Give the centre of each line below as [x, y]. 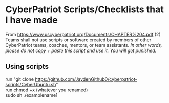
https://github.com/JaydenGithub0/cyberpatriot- [86, 79]
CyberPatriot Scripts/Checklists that [84, 9]
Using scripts [27, 67]
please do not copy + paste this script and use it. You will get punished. [81, 50]
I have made [31, 20]
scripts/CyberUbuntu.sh [31, 84]
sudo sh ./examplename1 [31, 95]
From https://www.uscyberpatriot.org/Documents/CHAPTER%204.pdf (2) [83, 34]
